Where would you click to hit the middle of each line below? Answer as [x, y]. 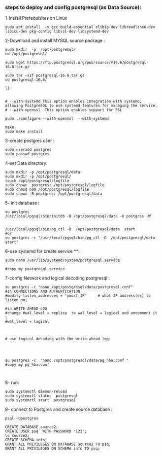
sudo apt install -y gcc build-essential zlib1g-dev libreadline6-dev [80, 27]
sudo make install [24, 132]
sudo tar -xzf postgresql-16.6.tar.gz [45, 75]
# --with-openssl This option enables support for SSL [64, 110]
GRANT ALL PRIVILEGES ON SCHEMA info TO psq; [52, 449]
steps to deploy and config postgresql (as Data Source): [73, 7]
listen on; [16, 300]
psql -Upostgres [22, 419]
